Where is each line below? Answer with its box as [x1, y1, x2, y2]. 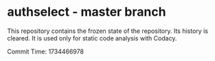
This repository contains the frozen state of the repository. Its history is [7, 27, 208, 35]
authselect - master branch [7, 4, 166, 20]
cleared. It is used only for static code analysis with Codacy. [7, 34, 177, 42]
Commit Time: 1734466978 [7, 47, 84, 56]
